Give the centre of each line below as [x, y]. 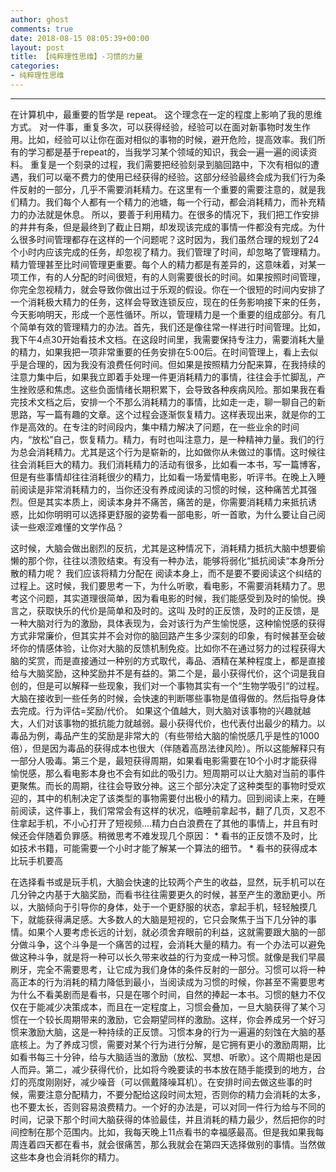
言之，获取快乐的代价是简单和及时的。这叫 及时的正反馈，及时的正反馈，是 [165, 610]
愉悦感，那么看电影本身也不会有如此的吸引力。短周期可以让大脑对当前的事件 [168, 773]
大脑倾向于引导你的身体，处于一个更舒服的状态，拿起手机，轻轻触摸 [167, 907]
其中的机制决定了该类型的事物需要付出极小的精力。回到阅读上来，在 [176, 798]
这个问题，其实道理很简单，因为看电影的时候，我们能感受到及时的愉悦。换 [172, 598]
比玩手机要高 [36, 860]
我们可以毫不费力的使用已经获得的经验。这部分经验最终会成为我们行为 [172, 177]
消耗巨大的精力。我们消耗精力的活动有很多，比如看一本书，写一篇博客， [176, 464]
